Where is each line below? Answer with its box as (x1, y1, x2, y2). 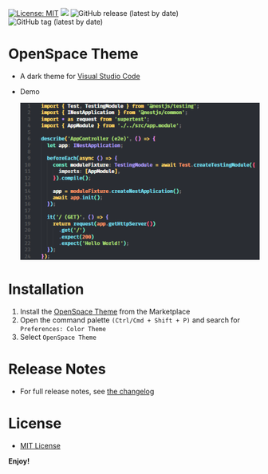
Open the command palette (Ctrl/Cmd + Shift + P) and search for (19, 315, 241, 325)
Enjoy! (8, 456, 30, 466)
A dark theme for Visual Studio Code (19, 71, 141, 81)
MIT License (19, 440, 61, 450)
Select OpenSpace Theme (19, 332, 97, 342)
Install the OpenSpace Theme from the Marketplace (19, 306, 191, 316)
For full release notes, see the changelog (19, 386, 155, 396)
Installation (8, 280, 85, 298)
